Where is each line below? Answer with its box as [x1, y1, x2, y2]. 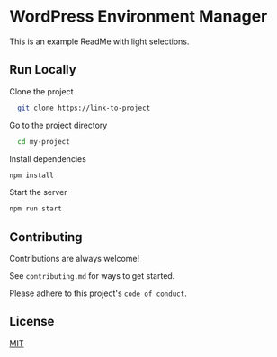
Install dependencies [9, 153, 87, 164]
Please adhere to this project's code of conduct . [9, 288, 187, 299]
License [9, 314, 55, 329]
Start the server [9, 187, 67, 198]
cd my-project [17, 137, 70, 146]
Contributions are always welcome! [9, 254, 140, 264]
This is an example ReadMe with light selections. [9, 36, 190, 47]
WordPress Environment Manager [9, 6, 268, 27]
